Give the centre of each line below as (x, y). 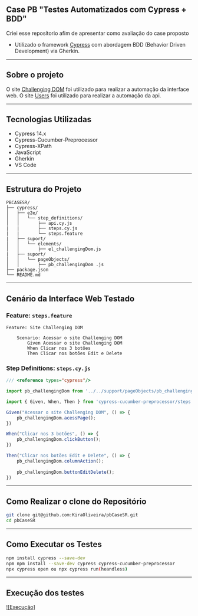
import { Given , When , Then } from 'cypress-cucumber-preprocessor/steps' (100, 402)
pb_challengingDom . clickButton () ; (59, 440)
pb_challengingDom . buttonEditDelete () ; (66, 472)
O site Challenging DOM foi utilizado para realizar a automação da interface (98, 89)
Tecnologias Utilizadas (49, 119)
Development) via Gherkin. (47, 51)
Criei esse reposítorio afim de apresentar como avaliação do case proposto (98, 33)
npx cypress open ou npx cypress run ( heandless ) (67, 569)
